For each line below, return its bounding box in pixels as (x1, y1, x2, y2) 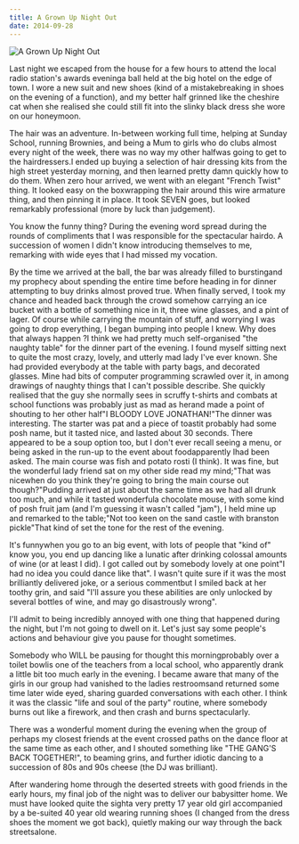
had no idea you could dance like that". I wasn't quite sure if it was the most (9, 568, 287, 578)
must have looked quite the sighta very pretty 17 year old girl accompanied (9, 798, 283, 808)
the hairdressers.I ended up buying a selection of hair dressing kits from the (9, 156, 287, 167)
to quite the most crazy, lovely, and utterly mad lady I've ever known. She (9, 351, 279, 362)
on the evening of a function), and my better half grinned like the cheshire (9, 91, 280, 102)
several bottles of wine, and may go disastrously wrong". (9, 596, 218, 607)
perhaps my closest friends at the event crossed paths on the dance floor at (9, 733, 288, 744)
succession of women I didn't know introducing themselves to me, (9, 240, 253, 250)
